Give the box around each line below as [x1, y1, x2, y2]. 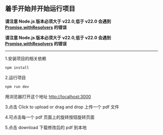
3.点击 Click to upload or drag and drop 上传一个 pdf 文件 [5, 104, 120, 110]
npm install [5, 65, 29, 70]
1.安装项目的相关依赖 [5, 55, 47, 61]
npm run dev [5, 84, 29, 89]
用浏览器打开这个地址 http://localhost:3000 [5, 93, 91, 99]
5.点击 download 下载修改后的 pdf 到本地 [5, 124, 87, 130]
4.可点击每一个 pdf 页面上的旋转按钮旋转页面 [5, 114, 95, 120]
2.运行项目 [5, 75, 26, 80]
